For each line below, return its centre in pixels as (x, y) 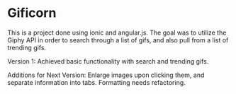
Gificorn (32, 13)
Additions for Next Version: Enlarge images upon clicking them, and (106, 75)
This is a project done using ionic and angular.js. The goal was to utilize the (117, 33)
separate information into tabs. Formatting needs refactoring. (96, 82)
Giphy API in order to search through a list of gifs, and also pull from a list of (118, 40)
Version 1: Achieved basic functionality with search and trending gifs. (108, 61)
